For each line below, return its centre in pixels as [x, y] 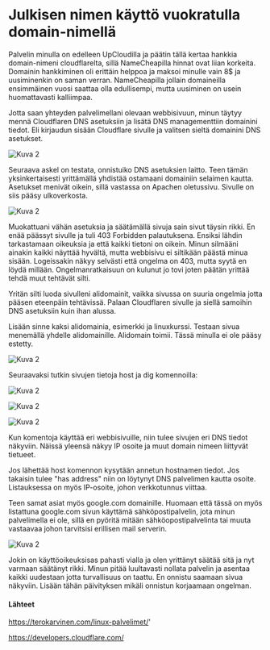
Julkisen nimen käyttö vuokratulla [125, 15]
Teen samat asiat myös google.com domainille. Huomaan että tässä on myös [135, 502]
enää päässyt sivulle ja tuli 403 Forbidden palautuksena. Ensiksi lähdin [125, 235]
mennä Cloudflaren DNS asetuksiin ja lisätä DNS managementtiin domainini [133, 121]
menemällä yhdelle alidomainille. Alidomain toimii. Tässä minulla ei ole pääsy [135, 335]
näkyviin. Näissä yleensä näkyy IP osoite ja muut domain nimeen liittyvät [128, 446]
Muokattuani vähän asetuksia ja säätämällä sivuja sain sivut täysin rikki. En [132, 227]
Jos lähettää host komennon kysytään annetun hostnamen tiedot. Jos [124, 470]
